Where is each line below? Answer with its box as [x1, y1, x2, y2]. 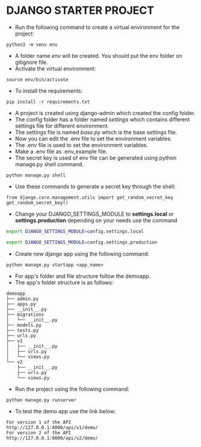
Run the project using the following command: [14, 385, 129, 392]
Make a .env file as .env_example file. [14, 148, 108, 155]
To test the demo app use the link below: [14, 407, 116, 414]
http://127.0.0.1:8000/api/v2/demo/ [6, 435, 98, 441]
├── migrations [6, 311, 45, 317]
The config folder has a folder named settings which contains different [14, 116, 190, 123]
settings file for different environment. [14, 122, 110, 130]
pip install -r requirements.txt [6, 99, 90, 105]
